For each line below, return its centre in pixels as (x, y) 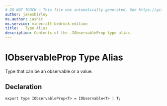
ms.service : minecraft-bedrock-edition (46, 24)
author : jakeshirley (27, 14)
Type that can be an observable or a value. (49, 71)
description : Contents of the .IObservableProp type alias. (69, 33)
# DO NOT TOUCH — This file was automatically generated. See (71, 10)
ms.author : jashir (24, 19)
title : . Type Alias (27, 28)
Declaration (24, 87)
